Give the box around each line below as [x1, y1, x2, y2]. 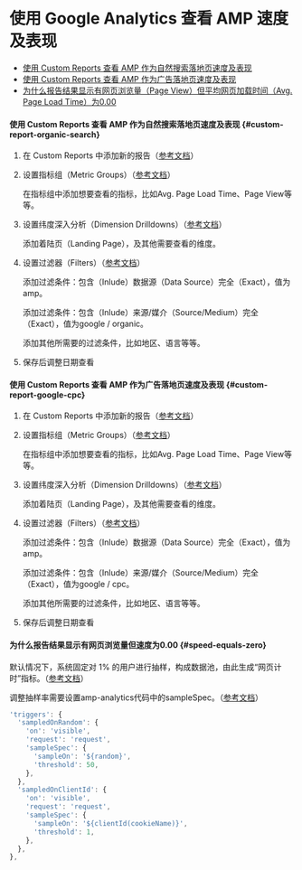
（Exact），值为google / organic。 [22, 318, 149, 330]
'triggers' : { [9, 710, 63, 719]
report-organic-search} [9, 128, 101, 140]
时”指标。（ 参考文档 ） [9, 672, 89, 683]
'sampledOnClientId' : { [17, 785, 107, 795]
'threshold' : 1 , [33, 828, 95, 837]
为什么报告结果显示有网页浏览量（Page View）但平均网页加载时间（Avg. [22, 85, 293, 96]
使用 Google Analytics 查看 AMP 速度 [9, 8, 289, 29]
